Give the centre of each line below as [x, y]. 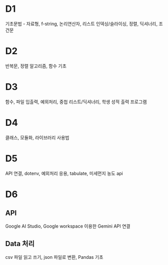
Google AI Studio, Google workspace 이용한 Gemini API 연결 [68, 226]
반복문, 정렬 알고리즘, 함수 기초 [36, 66]
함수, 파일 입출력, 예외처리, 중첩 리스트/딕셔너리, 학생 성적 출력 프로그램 [76, 102]
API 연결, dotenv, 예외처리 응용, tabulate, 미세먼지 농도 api [64, 173]
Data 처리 [20, 244]
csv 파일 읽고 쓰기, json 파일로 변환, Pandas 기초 [54, 257]
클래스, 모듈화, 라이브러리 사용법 [38, 137]
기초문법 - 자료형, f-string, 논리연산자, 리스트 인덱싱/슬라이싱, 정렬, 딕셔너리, [81, 24]
